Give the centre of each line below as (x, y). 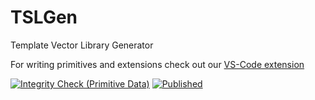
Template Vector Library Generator (82, 45)
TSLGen (44, 17)
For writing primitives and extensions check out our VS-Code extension (157, 64)
